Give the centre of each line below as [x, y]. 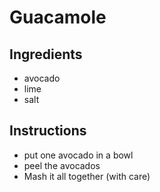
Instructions [48, 131]
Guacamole [58, 17]
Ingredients [46, 54]
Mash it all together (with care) [87, 176]
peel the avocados [62, 165]
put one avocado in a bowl [78, 155]
